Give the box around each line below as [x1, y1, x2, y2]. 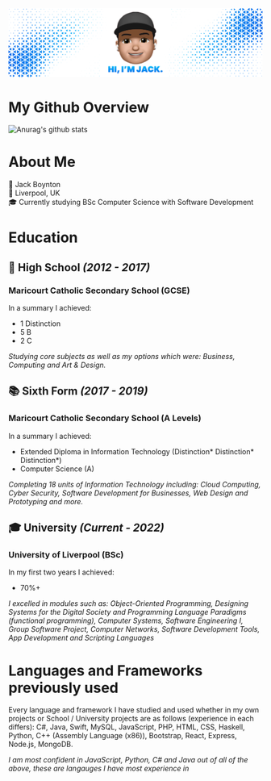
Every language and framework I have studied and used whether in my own [8, 705, 260, 715]
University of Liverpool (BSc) [8, 549, 124, 561]
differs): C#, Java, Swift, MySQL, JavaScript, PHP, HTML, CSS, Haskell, [8, 722, 245, 732]
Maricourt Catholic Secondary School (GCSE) [8, 285, 190, 296]
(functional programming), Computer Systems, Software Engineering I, [8, 616, 244, 625]
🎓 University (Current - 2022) [8, 521, 165, 535]
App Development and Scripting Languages [8, 633, 155, 643]
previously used [8, 679, 119, 697]
